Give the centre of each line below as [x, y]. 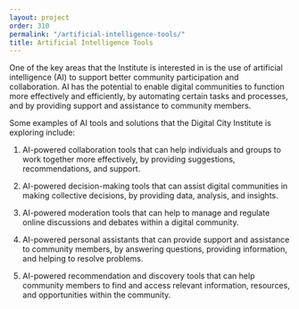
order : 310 [29, 26]
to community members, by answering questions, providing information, [154, 249]
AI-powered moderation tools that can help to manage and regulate [146, 213]
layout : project [39, 17]
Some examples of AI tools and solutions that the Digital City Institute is [141, 123]
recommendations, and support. [81, 169]
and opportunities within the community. [96, 295]
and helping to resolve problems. [83, 259]
